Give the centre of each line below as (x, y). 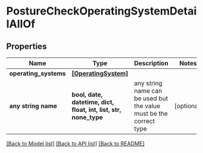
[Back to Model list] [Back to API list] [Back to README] (76, 144)
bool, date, (87, 95)
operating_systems (38, 73)
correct (144, 121)
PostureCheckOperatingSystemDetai (101, 11)
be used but (151, 98)
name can (148, 91)
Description (151, 63)
